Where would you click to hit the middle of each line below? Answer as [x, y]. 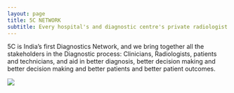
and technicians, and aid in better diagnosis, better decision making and [111, 62]
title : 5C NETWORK [34, 20]
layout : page [26, 14]
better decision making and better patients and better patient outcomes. [111, 69]
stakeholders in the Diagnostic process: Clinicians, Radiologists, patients [112, 54]
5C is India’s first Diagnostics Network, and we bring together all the [106, 47]
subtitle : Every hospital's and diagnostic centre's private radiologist [118, 27]
